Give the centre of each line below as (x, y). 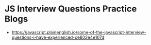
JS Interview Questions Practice (71, 9)
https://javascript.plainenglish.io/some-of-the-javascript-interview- (79, 32)
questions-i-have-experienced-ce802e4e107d (58, 37)
